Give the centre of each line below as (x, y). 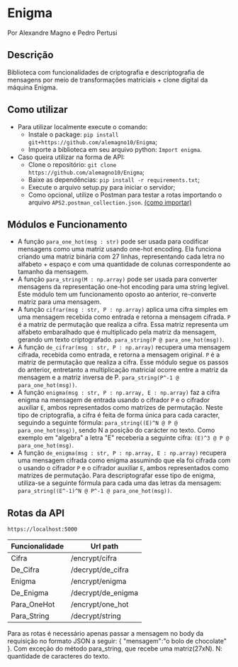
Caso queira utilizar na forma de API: (71, 157)
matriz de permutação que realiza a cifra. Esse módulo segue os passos (123, 362)
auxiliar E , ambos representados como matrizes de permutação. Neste (120, 408)
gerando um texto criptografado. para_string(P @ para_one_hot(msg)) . (121, 340)
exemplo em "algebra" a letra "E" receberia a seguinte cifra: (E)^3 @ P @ (123, 438)
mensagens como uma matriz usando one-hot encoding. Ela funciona (119, 249)
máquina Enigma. (33, 87)
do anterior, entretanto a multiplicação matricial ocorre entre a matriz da (123, 370)
